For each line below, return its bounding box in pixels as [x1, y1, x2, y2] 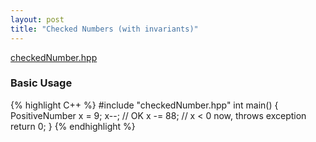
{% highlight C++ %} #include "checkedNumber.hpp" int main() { [10, 99, 279, 111]
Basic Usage [10, 76, 73, 90]
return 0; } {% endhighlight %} [10, 120, 136, 132]
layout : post [10, 14, 65, 25]
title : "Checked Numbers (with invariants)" [10, 24, 199, 34]
